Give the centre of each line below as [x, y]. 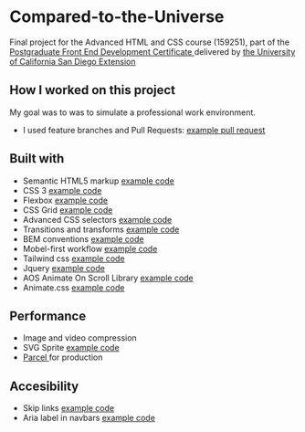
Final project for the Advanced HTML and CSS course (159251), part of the [150, 42]
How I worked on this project [93, 90]
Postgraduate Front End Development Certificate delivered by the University [152, 51]
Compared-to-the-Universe [117, 17]
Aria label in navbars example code [89, 418]
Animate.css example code [74, 287]
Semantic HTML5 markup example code [99, 181]
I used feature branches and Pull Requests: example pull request [144, 130]
